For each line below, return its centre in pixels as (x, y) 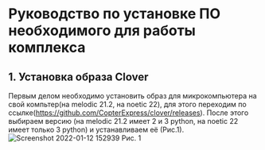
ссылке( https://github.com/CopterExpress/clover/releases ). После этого (129, 113)
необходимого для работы (102, 31)
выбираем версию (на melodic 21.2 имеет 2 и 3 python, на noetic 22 (123, 121)
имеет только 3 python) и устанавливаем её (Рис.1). (96, 129)
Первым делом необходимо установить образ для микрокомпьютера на (132, 96)
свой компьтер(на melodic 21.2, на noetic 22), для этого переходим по (127, 104)
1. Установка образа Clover (78, 77)
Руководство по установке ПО (115, 14)
